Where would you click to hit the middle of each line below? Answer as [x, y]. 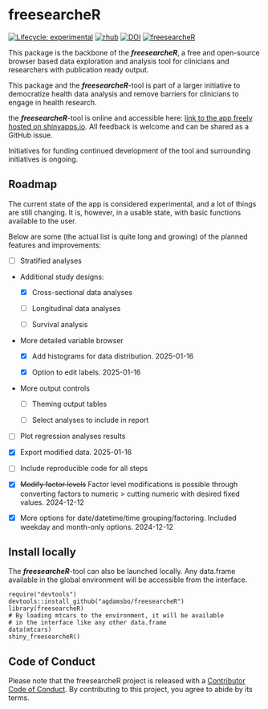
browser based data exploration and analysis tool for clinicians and [119, 61]
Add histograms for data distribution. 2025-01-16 [113, 356]
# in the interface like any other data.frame [87, 623]
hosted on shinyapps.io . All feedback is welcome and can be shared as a [129, 126]
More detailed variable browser [72, 340]
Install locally [42, 552]
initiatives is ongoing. [43, 159]
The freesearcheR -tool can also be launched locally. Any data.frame [122, 572]
